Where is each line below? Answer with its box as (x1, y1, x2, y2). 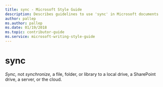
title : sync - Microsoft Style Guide (5, 7, 82, 12)
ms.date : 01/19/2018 (5, 25, 47, 30)
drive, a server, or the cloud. (5, 76, 62, 82)
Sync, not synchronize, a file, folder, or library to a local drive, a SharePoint (5, 71, 156, 77)
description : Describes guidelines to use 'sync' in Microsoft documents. (5, 12, 161, 17)
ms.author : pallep (5, 20, 43, 26)
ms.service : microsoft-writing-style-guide (5, 35, 95, 39)
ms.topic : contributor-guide (5, 30, 65, 35)
